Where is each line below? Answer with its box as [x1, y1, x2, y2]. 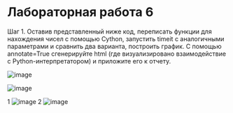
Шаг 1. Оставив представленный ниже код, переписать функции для [7, 27, 212, 36]
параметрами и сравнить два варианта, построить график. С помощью [7, 42, 222, 50]
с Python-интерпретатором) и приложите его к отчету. [7, 56, 171, 65]
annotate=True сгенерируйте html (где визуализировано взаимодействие [7, 50, 226, 58]
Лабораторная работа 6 [7, 4, 154, 20]
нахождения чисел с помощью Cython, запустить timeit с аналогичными [7, 34, 225, 43]
